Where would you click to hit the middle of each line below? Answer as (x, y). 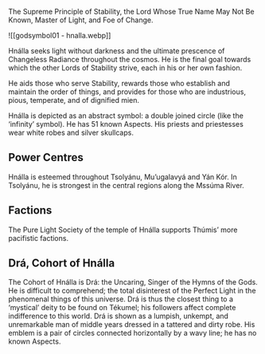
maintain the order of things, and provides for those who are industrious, (127, 92)
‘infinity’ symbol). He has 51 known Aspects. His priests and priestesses (126, 124)
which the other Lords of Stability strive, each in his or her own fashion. (125, 68)
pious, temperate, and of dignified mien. (74, 100)
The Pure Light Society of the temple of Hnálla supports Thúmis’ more (123, 230)
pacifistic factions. (39, 238)
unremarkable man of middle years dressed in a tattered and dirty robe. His (132, 324)
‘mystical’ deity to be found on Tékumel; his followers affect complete (122, 308)
